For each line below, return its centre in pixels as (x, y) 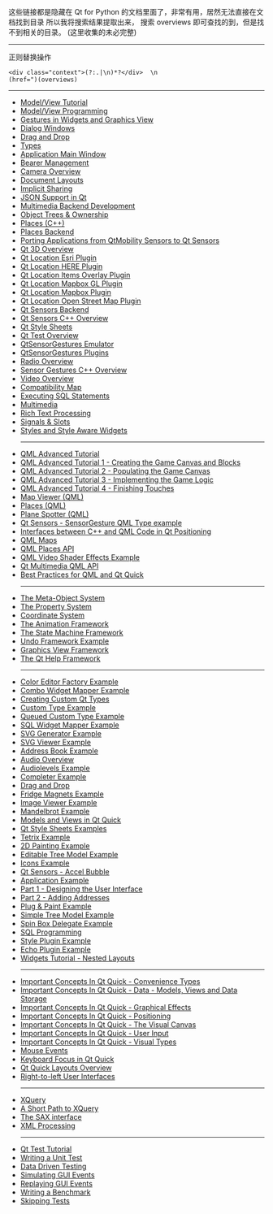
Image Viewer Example (58, 802)
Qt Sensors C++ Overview (64, 318)
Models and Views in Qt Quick (71, 820)
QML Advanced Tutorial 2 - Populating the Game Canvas (115, 471)
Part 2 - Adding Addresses (65, 897)
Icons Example (45, 863)
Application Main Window (63, 154)
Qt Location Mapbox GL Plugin (71, 284)
